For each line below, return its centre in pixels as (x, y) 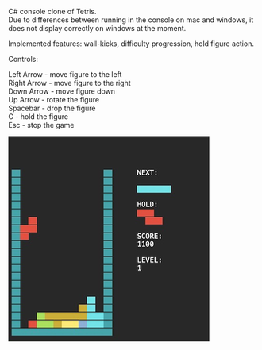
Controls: (23, 59)
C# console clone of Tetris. (52, 12)
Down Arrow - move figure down (62, 91)
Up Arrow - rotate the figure (54, 100)
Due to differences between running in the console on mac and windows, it (131, 20)
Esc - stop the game (41, 125)
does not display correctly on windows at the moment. (97, 28)
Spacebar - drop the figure (52, 108)
